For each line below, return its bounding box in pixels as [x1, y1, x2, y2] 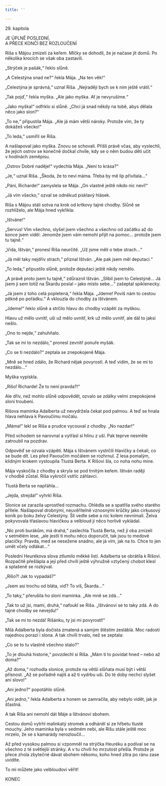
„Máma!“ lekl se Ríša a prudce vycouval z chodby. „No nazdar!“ [5, 423, 135, 429]
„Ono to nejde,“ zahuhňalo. [5, 330, 60, 336]
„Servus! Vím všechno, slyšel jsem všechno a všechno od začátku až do [5, 226, 153, 232]
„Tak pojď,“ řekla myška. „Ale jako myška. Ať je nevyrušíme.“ [5, 94, 129, 100]
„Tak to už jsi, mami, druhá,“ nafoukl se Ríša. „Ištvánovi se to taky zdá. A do [5, 602, 159, 608]
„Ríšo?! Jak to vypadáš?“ [5, 573, 56, 579]
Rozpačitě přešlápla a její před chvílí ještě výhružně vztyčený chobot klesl [5, 558, 156, 564]
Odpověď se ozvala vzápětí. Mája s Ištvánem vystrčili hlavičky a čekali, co [5, 448, 156, 453]
